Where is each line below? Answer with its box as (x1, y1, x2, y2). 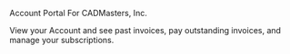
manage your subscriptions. (9, 35, 115, 45)
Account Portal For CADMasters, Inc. (9, 8, 147, 18)
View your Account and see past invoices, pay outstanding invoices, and (9, 25, 282, 35)
